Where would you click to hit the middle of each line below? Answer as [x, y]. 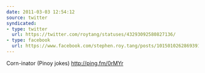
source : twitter [27, 18]
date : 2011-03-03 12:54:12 [41, 12]
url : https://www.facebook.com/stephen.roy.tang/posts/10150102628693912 [107, 46]
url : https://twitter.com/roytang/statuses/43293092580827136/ [94, 35]
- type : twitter [27, 29]
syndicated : [21, 23]
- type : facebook [28, 40]
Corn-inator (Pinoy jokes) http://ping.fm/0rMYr [65, 63]
